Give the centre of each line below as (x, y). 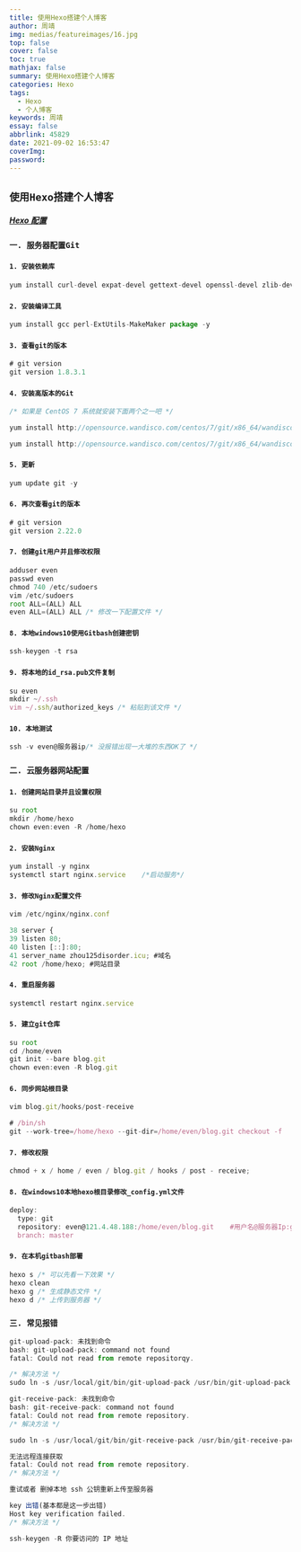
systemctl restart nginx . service (72, 1003)
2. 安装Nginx (32, 848)
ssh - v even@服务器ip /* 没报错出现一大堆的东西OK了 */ (103, 747)
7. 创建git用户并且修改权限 (55, 552)
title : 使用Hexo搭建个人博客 (58, 18)
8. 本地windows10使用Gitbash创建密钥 (74, 633)
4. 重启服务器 (32, 985)
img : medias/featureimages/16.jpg (74, 34)
